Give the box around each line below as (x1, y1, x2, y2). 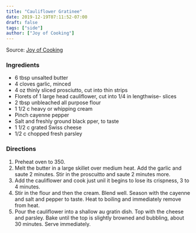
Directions (6, 145, 36, 153)
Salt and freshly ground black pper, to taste (14, 118, 119, 125)
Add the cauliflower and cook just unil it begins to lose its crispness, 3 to (14, 177, 190, 184)
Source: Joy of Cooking (6, 46, 63, 53)
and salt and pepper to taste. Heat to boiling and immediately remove (14, 196, 181, 203)
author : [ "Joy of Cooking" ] (6, 30, 75, 36)
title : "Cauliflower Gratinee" (6, 8, 82, 15)
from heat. (14, 201, 40, 208)
